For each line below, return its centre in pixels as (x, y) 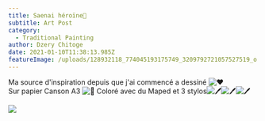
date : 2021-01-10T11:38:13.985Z (61, 52)
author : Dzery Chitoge (46, 45)
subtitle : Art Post (40, 23)
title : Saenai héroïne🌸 (48, 15)
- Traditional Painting (54, 38)
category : (25, 30)
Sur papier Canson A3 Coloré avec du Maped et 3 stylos (108, 91)
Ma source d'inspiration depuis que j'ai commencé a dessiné (108, 82)
